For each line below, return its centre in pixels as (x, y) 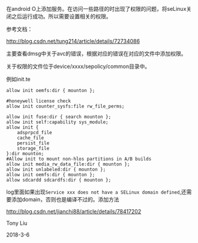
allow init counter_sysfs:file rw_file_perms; (65, 106)
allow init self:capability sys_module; (58, 122)
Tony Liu (17, 223)
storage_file (33, 149)
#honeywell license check (38, 101)
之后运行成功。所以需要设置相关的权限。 (61, 16)
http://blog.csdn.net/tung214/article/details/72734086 (73, 41)
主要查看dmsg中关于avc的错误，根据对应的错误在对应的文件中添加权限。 (97, 54)
